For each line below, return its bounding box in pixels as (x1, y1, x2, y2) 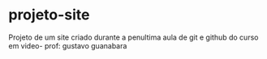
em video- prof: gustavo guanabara (8, 40, 127, 50)
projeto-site (8, 6, 90, 24)
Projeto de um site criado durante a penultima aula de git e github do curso (8, 32, 259, 42)
